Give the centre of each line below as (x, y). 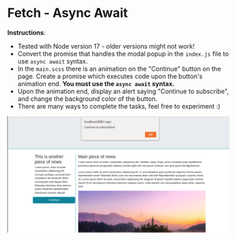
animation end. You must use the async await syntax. (96, 83)
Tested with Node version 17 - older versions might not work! (106, 46)
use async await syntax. (53, 61)
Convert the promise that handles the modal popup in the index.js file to (123, 54)
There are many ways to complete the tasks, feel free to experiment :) (119, 106)
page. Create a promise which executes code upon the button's (110, 76)
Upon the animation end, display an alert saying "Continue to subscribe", (123, 91)
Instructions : (26, 32)
